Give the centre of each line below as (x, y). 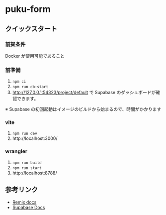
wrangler (16, 151)
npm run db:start (30, 87)
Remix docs (24, 202)
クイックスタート (31, 29)
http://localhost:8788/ (35, 173)
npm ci (19, 82)
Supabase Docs (29, 207)
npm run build (27, 163)
